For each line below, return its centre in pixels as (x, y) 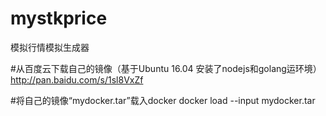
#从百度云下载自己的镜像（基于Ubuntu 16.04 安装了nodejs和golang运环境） (166, 68)
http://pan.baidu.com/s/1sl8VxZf (77, 79)
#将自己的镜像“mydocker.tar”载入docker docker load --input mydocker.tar (163, 100)
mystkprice (59, 18)
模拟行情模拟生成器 (50, 47)
